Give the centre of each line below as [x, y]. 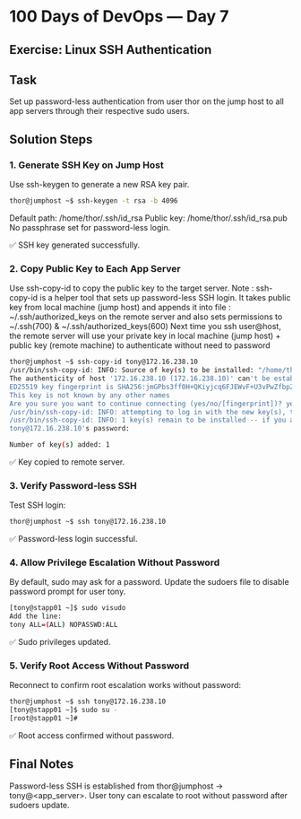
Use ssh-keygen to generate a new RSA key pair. [99, 185]
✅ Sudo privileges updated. [60, 642]
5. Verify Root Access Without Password [99, 666]
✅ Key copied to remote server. [67, 462]
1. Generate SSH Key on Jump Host [86, 165]
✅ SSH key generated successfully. [75, 245]
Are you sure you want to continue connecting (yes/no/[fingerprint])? [146, 404]
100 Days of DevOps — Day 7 [119, 17]
